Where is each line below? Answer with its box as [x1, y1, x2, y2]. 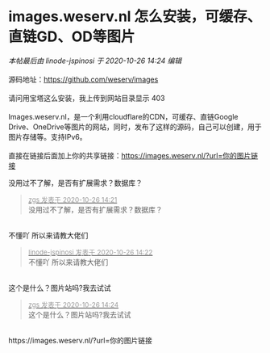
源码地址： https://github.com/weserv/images [8, 74, 159, 84]
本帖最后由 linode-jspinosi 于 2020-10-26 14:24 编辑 [8, 56, 182, 65]
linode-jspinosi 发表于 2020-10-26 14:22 [27, 247, 153, 257]
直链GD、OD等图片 [8, 27, 135, 46]
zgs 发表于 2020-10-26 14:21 [27, 195, 118, 204]
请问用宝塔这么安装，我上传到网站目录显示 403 [8, 93, 165, 103]
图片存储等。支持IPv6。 [8, 132, 87, 141]
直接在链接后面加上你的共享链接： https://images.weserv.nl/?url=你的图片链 [8, 150, 259, 160]
